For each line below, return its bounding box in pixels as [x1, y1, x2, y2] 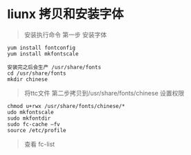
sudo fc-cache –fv [7, 120, 60, 128]
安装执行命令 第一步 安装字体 [24, 30, 107, 39]
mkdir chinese [7, 75, 48, 83]
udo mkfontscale [7, 109, 54, 116]
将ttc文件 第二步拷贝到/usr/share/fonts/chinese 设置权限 [24, 89, 185, 97]
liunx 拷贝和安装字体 [7, 6, 124, 22]
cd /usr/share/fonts [7, 70, 67, 77]
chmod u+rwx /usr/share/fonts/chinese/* [7, 102, 126, 109]
